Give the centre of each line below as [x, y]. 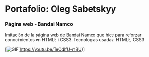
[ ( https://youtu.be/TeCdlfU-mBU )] [45, 49]
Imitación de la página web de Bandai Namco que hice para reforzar [73, 35]
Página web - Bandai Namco [39, 24]
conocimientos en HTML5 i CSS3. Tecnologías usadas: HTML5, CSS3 [75, 40]
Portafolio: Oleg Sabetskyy [61, 9]
